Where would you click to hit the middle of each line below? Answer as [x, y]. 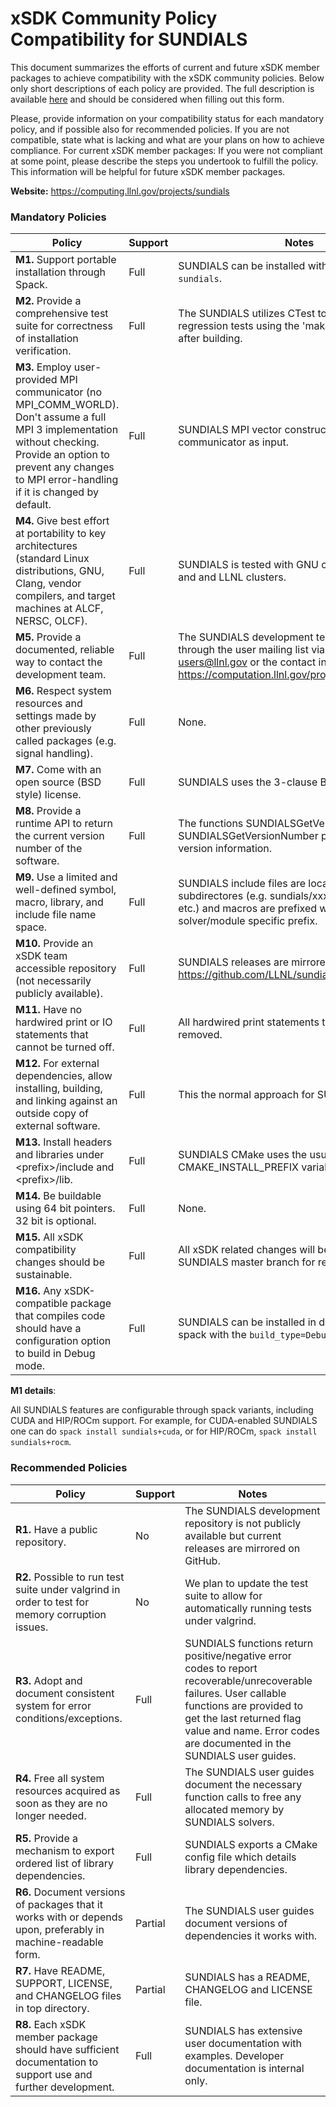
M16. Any [38, 1291]
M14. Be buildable [58, 1196]
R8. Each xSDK [51, 2024]
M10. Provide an [54, 944]
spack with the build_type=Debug [255, 1335]
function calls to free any [243, 1797]
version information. [225, 849]
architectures [46, 546]
